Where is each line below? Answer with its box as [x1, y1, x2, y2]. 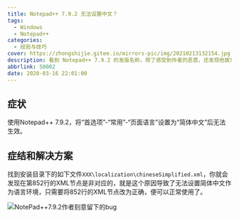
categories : [7, 37, 43, 44]
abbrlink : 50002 [7, 63, 55, 70]
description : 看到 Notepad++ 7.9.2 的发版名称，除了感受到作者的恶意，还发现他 [7, 57, 225, 64]
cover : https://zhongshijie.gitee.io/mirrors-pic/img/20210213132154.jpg [7, 50, 231, 58]
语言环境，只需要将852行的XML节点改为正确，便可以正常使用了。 [13, 187, 207, 196]
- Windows [14, 23, 43, 31]
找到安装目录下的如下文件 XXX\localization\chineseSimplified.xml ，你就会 [7, 170, 229, 178]
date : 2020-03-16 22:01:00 [7, 70, 87, 77]
